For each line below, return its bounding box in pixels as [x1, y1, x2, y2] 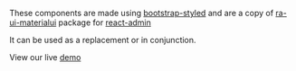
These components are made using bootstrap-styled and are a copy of [9, 8, 274, 18]
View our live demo [9, 52, 81, 62]
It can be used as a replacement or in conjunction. [9, 35, 196, 45]
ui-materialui [9, 17, 57, 28]
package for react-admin [58, 17, 151, 28]
